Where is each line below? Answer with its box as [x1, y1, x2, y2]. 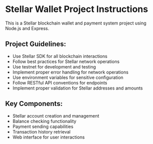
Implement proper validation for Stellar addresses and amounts [12, 85, 143, 91]
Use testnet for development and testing [12, 63, 96, 69]
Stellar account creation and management [12, 112, 99, 118]
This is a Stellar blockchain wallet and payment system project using [5, 20, 146, 26]
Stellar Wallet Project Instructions [5, 3, 148, 15]
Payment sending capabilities [12, 123, 74, 129]
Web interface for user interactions [12, 134, 85, 140]
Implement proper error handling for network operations [12, 69, 129, 75]
